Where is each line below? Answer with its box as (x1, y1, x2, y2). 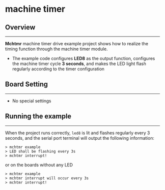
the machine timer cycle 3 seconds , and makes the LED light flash (12, 61, 146, 66)
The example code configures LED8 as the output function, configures (12, 56, 155, 61)
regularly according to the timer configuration (12, 66, 105, 72)
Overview (5, 23, 36, 32)
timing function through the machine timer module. (5, 46, 108, 52)
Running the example (5, 112, 72, 121)
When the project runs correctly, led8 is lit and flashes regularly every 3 (5, 129, 150, 136)
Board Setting (5, 80, 48, 89)
